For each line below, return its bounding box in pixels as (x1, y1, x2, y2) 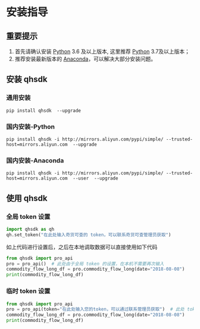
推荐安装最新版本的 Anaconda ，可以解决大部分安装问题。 (14, 55, 157, 62)
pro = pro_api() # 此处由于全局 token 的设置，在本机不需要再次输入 (6, 261, 164, 267)
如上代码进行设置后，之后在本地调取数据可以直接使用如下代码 (6, 243, 158, 250)
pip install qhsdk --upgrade (6, 108, 82, 114)
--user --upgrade (72, 176, 118, 181)
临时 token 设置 (6, 287, 51, 295)
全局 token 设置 (6, 212, 51, 221)
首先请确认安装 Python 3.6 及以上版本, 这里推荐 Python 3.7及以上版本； (14, 48, 190, 55)
